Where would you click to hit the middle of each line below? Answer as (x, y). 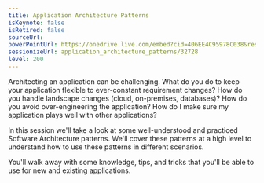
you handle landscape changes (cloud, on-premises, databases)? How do (128, 98)
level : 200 (26, 60)
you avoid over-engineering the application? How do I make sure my (119, 106)
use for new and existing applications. (70, 170)
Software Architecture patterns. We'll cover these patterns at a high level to (130, 138)
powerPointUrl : (33, 45)
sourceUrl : (26, 37)
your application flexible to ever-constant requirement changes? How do (125, 90)
